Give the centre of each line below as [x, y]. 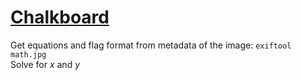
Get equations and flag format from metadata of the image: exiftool [151, 45]
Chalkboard [60, 17]
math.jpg [28, 54]
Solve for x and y [45, 64]
